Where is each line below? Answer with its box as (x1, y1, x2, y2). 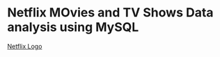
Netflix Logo (7, 42, 42, 50)
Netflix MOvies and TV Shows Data (7, 5, 214, 21)
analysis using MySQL (7, 19, 139, 35)
